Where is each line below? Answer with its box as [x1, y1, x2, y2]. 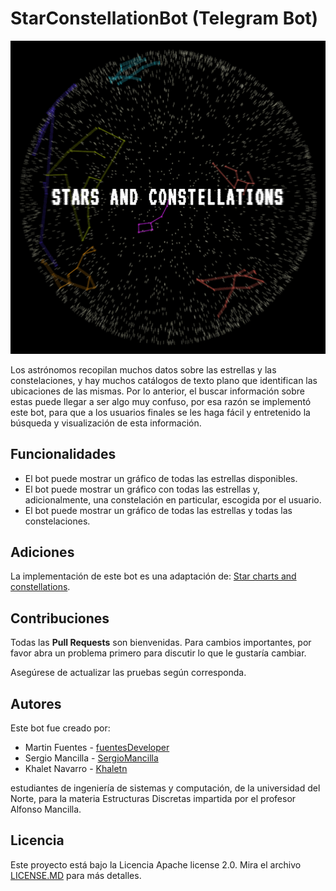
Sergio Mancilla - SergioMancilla [24, 752, 159, 764]
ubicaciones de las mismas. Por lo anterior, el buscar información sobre [10, 385, 305, 397]
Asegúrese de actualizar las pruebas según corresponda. [10, 667, 247, 679]
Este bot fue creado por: [10, 722, 111, 734]
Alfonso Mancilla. [10, 803, 82, 815]
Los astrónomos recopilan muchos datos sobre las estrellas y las [10, 363, 277, 376]
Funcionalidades [10, 446, 117, 463]
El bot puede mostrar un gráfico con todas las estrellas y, [24, 483, 261, 495]
